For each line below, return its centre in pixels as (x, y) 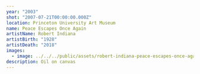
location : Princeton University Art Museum (61, 23)
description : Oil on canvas (41, 61)
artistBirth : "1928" (32, 39)
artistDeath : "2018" (32, 45)
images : (16, 51)
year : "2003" (22, 12)
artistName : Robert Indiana (41, 34)
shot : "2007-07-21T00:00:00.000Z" (49, 17)
